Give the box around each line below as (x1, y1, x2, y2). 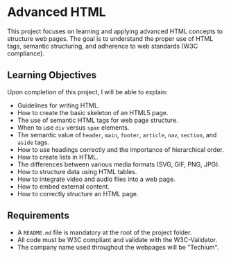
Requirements (7, 209, 69, 222)
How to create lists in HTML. (17, 153, 99, 161)
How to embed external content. (17, 182, 110, 191)
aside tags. (17, 138, 50, 146)
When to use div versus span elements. (17, 123, 130, 132)
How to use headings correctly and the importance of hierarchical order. (17, 145, 224, 153)
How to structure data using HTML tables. (17, 167, 137, 175)
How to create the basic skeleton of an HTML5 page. (17, 108, 169, 117)
